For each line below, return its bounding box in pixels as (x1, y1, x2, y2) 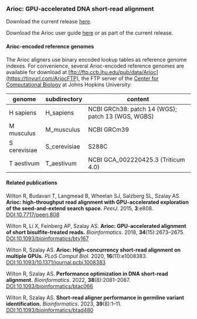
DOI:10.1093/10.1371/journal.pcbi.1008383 (6, 258, 106, 266)
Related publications (6, 179, 57, 186)
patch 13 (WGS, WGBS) (87, 112, 154, 120)
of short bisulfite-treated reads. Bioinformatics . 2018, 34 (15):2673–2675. (6, 229, 185, 236)
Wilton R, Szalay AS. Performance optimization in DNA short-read (6, 270, 168, 277)
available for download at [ (6, 68, 70, 75)
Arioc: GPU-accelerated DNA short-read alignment (6, 5, 154, 13)
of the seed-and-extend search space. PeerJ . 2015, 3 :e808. (6, 204, 154, 211)
